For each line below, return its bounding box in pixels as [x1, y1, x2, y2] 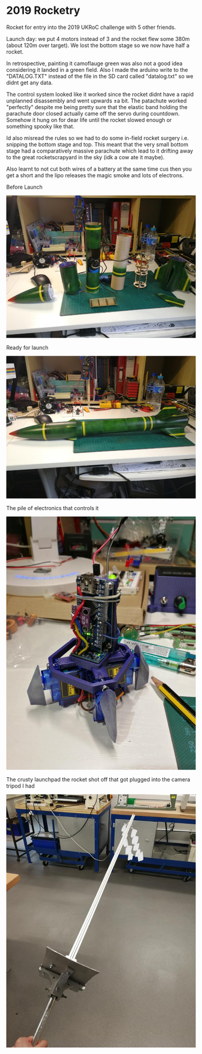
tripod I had [6, 782, 35, 790]
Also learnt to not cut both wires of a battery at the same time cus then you [6, 165, 192, 172]
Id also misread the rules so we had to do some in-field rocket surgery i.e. [6, 134, 189, 142]
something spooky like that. [6, 122, 75, 130]
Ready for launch [6, 344, 49, 352]
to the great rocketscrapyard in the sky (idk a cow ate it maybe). [6, 153, 165, 160]
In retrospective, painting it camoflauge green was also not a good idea [6, 60, 183, 67]
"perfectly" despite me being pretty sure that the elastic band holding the [6, 103, 188, 110]
